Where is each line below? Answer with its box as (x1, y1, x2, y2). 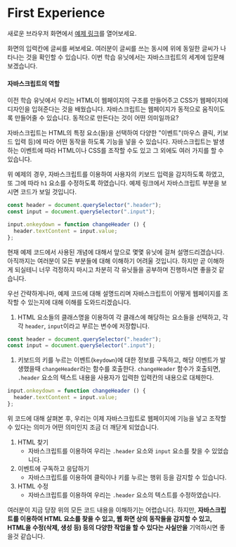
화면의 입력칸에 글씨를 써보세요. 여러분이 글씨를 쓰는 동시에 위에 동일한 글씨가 (7, 44, 219, 52)
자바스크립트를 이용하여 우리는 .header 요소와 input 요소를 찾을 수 (27, 446, 211, 455)
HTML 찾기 (17, 438, 49, 446)
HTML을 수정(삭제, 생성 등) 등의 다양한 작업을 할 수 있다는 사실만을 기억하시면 (7, 523, 218, 532)
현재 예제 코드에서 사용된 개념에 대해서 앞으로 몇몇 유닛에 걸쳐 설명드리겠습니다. (7, 248, 225, 256)
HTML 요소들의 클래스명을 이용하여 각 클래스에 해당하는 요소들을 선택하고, (17, 313, 221, 321)
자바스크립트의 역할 (7, 79, 60, 87)
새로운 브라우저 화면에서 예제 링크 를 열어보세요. (7, 29, 137, 37)
